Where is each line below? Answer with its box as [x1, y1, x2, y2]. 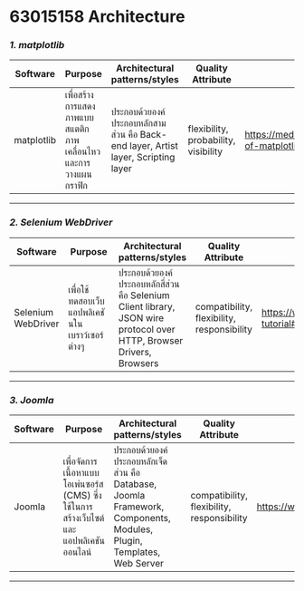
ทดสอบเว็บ [67, 295, 106, 307]
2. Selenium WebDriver [9, 216, 113, 228]
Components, [113, 512, 172, 525]
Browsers [118, 356, 159, 369]
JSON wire [118, 311, 165, 324]
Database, [113, 478, 157, 490]
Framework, [113, 500, 165, 513]
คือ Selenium [118, 288, 170, 301]
